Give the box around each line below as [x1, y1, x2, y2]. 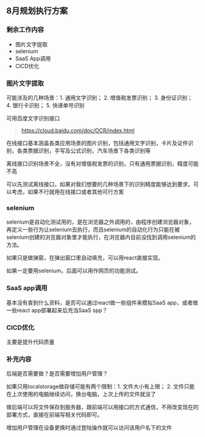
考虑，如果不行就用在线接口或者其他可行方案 [11, 188, 124, 195]
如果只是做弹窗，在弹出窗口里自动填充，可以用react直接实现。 [6, 254, 164, 261]
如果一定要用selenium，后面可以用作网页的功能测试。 [6, 267, 142, 274]
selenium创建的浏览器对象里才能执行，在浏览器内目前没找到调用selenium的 [6, 233, 196, 241]
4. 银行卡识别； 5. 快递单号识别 [6, 101, 85, 108]
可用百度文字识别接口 [6, 115, 60, 122]
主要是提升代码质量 [6, 338, 55, 346]
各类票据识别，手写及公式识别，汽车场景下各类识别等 [16, 147, 151, 154]
